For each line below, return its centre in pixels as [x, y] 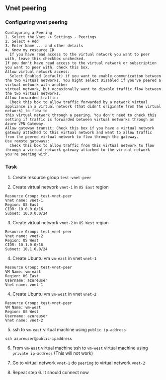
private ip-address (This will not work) [53, 353]
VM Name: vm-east [23, 272]
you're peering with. [28, 154]
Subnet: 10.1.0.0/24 [27, 249]
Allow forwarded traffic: [32, 98]
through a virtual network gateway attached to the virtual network [78, 150]
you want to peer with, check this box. [48, 67]
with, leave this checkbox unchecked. [45, 59]
